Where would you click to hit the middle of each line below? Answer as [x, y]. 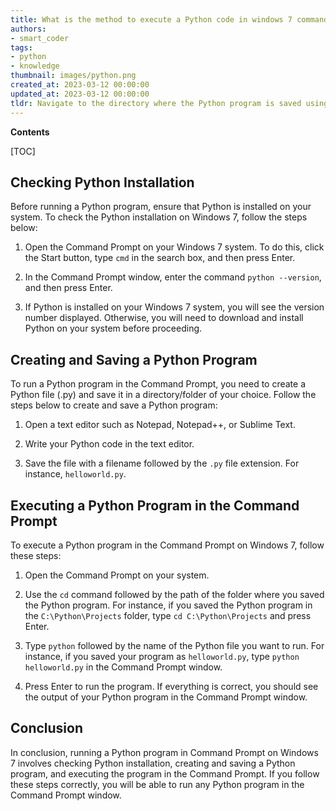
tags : [21, 47]
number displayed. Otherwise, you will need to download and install [164, 318]
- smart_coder [40, 38]
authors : [28, 29]
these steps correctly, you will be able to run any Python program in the [157, 784]
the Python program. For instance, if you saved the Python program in [168, 605]
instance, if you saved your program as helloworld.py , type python [162, 656]
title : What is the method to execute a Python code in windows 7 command [169, 19]
